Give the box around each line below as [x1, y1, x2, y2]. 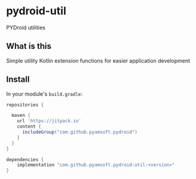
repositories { [6, 101, 44, 108]
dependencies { [6, 156, 44, 162]
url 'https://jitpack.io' [17, 118, 82, 124]
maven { [11, 112, 31, 119]
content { [17, 124, 42, 129]
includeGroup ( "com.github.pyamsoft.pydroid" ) [22, 129, 137, 135]
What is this [6, 41, 52, 51]
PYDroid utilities [6, 24, 46, 31]
